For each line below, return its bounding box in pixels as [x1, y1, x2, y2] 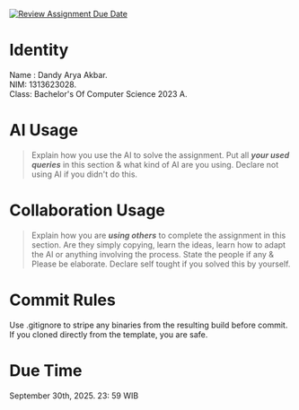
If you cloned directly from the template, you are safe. [9, 328, 208, 340]
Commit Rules [9, 290, 117, 310]
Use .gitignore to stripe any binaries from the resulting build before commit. [9, 319, 288, 330]
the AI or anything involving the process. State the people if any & [31, 249, 275, 259]
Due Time [9, 360, 83, 380]
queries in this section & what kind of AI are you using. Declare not [31, 159, 279, 170]
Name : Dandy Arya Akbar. [9, 69, 108, 80]
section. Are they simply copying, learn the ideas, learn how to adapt [31, 239, 286, 250]
